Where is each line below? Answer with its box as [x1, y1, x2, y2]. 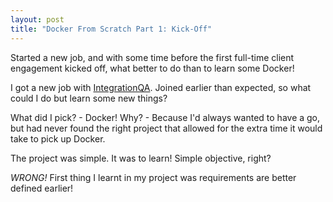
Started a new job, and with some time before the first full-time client [10, 51, 295, 63]
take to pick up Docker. [10, 132, 106, 145]
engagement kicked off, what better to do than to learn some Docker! [10, 62, 295, 74]
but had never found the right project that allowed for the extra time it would [10, 122, 323, 134]
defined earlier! [10, 182, 74, 194]
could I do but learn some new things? [10, 92, 168, 104]
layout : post [10, 14, 65, 25]
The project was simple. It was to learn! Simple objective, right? [10, 152, 272, 164]
